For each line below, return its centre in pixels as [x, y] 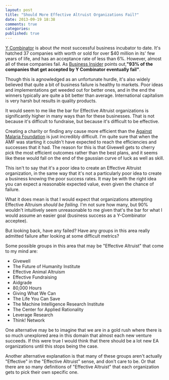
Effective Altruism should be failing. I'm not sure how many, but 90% [77, 205]
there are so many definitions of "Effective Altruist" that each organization [82, 367]
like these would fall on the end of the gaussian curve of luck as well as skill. [85, 158]
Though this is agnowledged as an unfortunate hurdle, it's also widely [78, 79]
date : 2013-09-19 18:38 [30, 19]
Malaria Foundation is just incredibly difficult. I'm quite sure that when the [82, 137]
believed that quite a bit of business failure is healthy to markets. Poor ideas [84, 85]
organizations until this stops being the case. [52, 346]
